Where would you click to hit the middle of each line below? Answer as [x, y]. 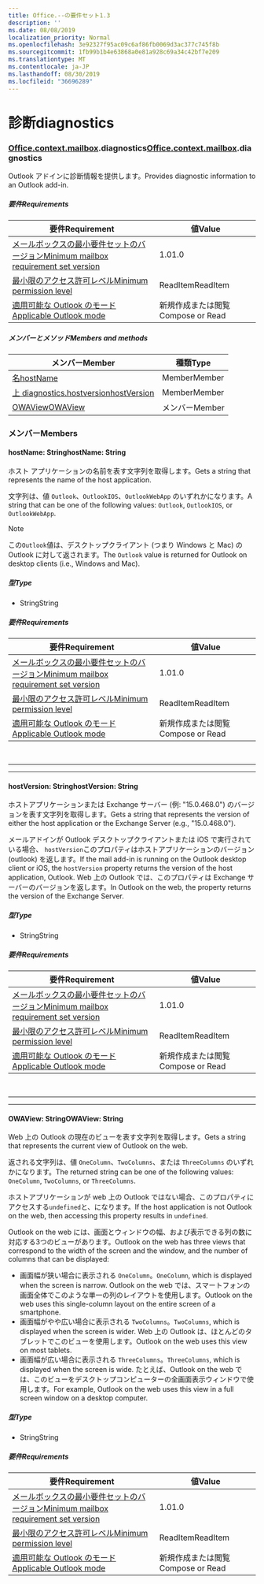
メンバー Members [43, 433]
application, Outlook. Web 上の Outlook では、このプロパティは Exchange [127, 878]
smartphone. [40, 1312]
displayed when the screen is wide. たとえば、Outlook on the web [126, 1370]
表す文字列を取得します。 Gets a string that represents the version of [139, 814]
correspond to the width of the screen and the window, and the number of [128, 1251]
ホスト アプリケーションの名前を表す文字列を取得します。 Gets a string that [130, 471]
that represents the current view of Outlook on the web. [98, 1146]
